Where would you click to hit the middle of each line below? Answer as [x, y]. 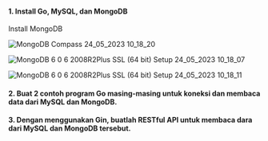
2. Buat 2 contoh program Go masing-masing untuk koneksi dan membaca [134, 93]
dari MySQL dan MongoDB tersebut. [70, 128]
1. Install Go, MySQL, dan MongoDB [68, 11]
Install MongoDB [36, 29]
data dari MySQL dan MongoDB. [63, 102]
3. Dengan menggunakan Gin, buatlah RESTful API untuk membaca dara [130, 120]
